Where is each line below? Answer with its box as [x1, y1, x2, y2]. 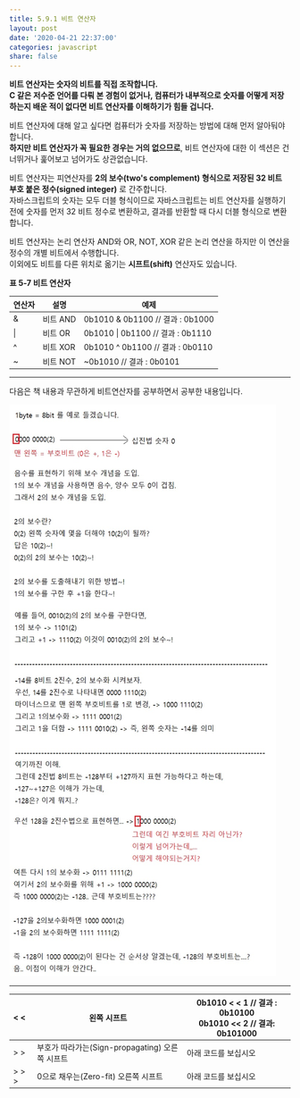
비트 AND [42, 314, 77, 324]
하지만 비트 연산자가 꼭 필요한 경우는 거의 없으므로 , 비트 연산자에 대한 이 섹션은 [9, 143, 280, 154]
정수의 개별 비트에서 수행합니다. [9, 247, 120, 258]
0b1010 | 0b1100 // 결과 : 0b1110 [83, 328, 212, 339]
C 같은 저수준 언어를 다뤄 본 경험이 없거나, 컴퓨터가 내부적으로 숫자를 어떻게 [9, 90, 269, 101]
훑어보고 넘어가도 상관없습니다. [39, 154, 148, 164]
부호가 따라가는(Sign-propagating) [37, 1042, 162, 1052]
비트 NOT [42, 356, 77, 366]
